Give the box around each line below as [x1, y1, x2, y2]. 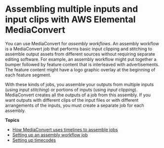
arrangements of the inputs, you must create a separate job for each [5, 102, 144, 108]
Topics [5, 117, 20, 123]
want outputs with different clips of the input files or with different [5, 97, 139, 103]
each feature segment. [5, 72, 51, 78]
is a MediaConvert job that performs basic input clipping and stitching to [5, 46, 152, 52]
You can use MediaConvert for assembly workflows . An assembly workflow [5, 40, 160, 46]
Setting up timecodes [12, 137, 56, 143]
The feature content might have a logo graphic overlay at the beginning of [5, 66, 156, 72]
